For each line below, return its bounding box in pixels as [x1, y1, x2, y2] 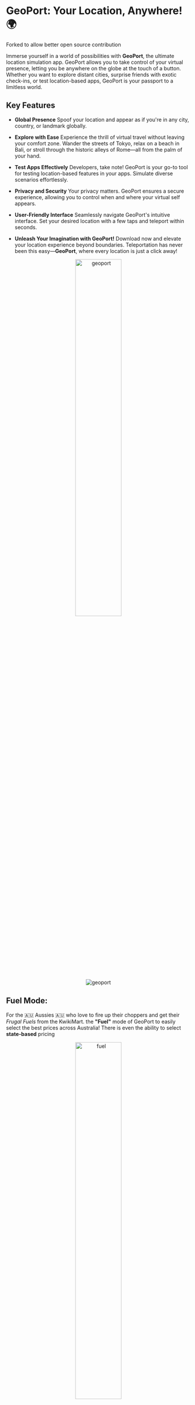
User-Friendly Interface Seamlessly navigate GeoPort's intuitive [14, 211, 170, 218]
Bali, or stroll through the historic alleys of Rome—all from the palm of [14, 146, 183, 153]
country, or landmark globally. [14, 122, 87, 129]
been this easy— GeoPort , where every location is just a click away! [14, 247, 177, 254]
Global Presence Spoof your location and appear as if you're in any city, [14, 116, 189, 123]
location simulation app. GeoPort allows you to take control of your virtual [6, 59, 183, 66]
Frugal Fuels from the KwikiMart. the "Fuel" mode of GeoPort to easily [6, 1018, 176, 1025]
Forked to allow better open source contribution [6, 41, 121, 48]
